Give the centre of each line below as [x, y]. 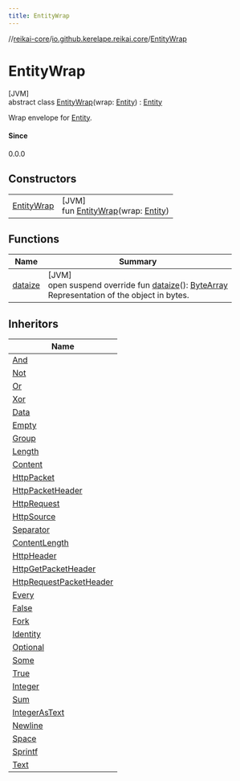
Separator [31, 530]
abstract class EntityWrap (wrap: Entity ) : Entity [85, 102]
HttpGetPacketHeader [54, 569]
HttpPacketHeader [47, 491]
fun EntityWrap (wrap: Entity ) [116, 211]
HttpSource [34, 517]
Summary [138, 262]
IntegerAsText [39, 713]
